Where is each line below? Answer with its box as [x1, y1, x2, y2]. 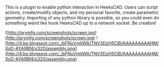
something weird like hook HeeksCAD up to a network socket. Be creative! [5, 20, 157, 26]
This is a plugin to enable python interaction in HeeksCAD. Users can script [5, 4, 158, 10]
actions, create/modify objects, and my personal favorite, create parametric [5, 9, 159, 15]
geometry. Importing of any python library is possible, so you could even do [5, 15, 160, 20]
